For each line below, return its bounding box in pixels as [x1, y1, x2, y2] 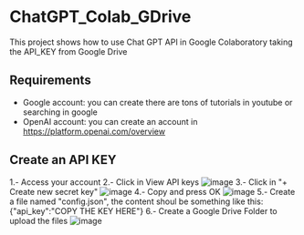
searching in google [22, 107, 98, 117]
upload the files [9, 215, 68, 226]
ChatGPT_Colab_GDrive [9, 6, 192, 27]
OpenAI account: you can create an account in [22, 116, 198, 127]
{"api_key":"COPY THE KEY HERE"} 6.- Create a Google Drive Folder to [9, 205, 278, 216]
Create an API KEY [9, 152, 117, 168]
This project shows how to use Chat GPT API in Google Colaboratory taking [9, 36, 294, 47]
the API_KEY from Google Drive [9, 46, 128, 56]
